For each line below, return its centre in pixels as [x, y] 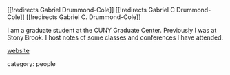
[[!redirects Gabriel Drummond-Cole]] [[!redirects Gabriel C [91, 10]
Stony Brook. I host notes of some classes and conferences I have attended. [115, 37]
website [18, 51]
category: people [32, 64]
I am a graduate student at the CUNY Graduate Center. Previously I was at [112, 30]
